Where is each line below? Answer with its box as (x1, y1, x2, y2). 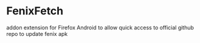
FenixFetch (6, 4, 64, 18)
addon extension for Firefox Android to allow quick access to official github (6, 24, 195, 31)
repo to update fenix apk (6, 30, 68, 37)
